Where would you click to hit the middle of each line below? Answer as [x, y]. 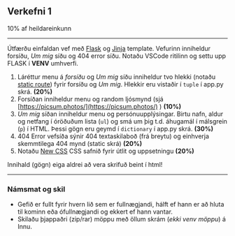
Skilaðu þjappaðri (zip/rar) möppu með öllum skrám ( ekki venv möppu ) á [121, 219]
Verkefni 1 [30, 12]
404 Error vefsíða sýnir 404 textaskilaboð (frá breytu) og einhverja [113, 136]
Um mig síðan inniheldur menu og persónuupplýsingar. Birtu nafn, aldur [120, 114]
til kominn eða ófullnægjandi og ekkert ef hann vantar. [95, 212]
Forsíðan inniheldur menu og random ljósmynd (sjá [90, 99]
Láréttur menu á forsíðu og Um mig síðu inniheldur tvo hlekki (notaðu [116, 77]
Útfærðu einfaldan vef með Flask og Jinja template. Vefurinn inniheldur [109, 48]
